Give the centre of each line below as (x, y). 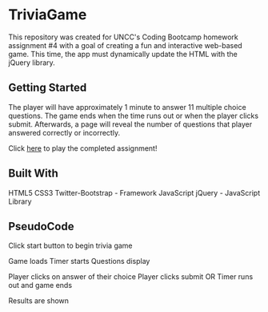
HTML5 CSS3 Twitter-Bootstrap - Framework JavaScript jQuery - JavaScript (134, 192)
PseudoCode (41, 226)
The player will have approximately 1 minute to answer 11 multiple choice (127, 107)
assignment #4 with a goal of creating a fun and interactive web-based (125, 45)
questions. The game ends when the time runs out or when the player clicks (133, 115)
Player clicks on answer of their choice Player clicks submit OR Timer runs (131, 277)
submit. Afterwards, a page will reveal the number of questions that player (130, 124)
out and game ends (40, 286)
